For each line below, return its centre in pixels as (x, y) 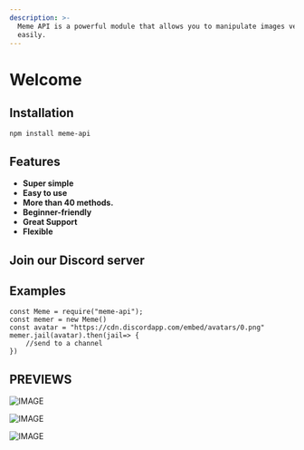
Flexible (38, 231)
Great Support (50, 222)
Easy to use (45, 193)
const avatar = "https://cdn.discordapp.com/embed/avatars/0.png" (137, 328)
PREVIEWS (41, 379)
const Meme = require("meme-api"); (76, 312)
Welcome (46, 79)
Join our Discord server (77, 260)
